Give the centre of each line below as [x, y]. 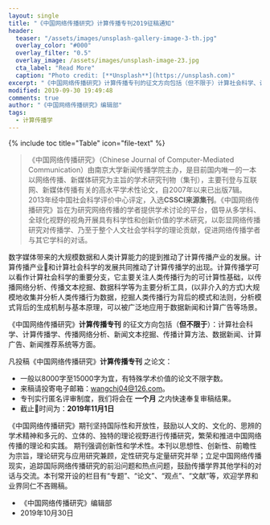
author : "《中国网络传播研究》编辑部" [65, 105]
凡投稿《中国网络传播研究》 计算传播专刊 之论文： [90, 361]
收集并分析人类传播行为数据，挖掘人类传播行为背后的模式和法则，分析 [138, 297]
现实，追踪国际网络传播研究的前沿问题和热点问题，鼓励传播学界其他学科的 [131, 466]
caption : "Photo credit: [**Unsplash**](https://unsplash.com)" [125, 75]
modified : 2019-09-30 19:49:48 [61, 90]
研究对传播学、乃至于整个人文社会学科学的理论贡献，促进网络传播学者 [144, 230]
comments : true [34, 98]
